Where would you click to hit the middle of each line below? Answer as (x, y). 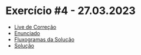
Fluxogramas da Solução (44, 39)
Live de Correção (35, 27)
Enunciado (27, 33)
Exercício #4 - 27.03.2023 (71, 11)
